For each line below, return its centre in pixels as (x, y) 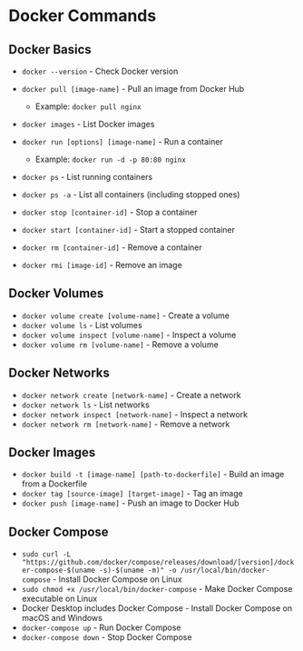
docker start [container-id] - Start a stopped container (128, 230)
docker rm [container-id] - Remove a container (112, 247)
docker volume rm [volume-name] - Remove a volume (120, 344)
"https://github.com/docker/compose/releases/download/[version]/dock (158, 563)
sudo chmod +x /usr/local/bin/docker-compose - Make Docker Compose (157, 589)
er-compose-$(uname (59, 571)
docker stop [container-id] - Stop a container (109, 212)
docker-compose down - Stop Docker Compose (107, 637)
